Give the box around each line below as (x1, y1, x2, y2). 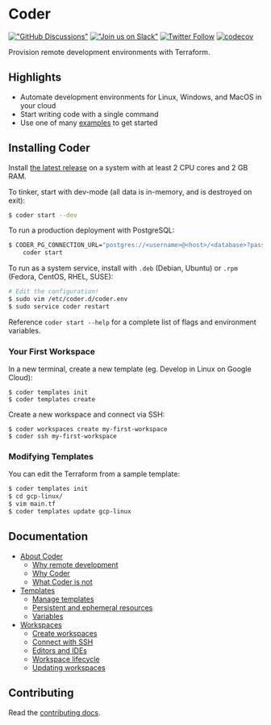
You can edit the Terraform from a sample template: (8, 469, 180, 479)
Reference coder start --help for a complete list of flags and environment (8, 316, 256, 327)
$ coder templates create (8, 396, 95, 404)
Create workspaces (31, 628, 98, 638)
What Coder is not (31, 576, 93, 586)
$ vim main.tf (8, 500, 56, 509)
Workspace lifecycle (31, 654, 100, 664)
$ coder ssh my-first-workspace (8, 433, 117, 441)
